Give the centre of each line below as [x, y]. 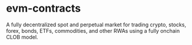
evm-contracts [44, 8]
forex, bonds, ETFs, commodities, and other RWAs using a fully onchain [93, 30]
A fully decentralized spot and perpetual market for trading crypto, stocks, [96, 25]
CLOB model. [22, 37]
